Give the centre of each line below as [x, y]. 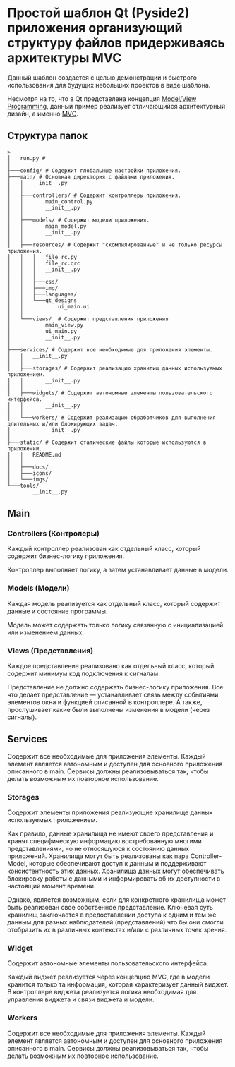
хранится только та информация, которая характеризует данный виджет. [118, 984]
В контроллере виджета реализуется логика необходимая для [102, 992]
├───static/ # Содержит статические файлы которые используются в [107, 442]
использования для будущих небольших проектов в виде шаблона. [109, 85]
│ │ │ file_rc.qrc [44, 263]
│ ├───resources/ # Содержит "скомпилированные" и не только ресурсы [115, 245]
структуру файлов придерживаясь [116, 43]
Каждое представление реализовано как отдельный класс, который [111, 666]
